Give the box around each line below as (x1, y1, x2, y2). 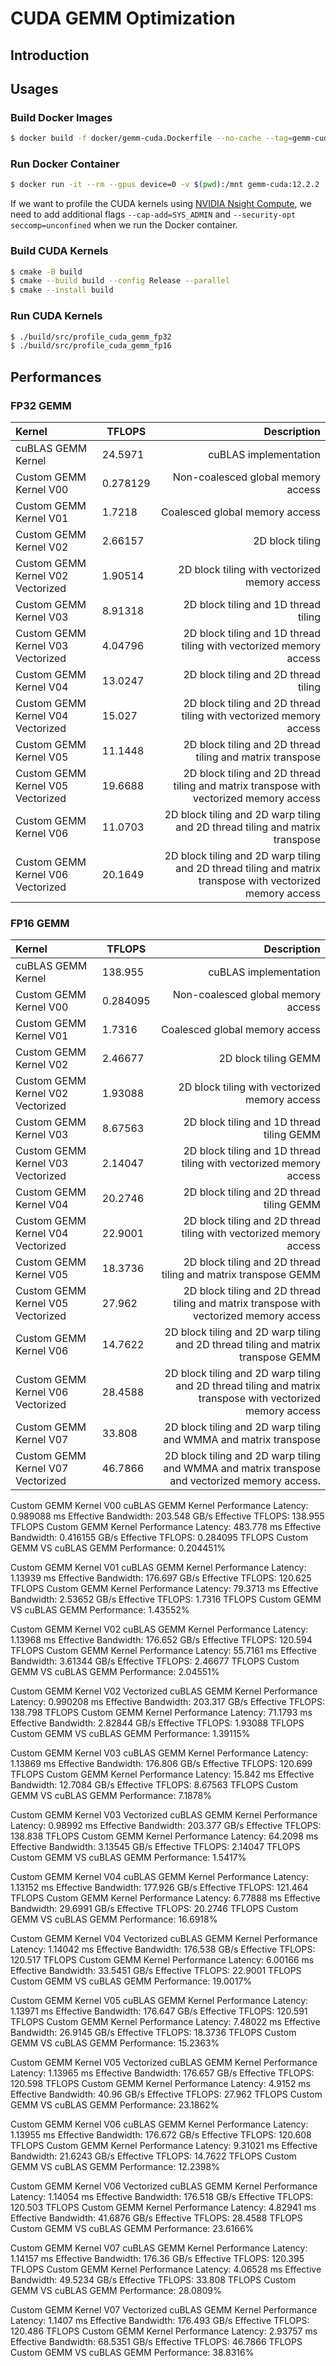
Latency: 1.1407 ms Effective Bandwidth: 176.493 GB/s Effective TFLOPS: (10, 2315, 310, 2327)
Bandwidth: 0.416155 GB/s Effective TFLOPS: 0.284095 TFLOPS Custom (10, 1532, 309, 1544)
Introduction (10, 47, 90, 64)
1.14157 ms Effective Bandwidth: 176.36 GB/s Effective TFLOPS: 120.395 (10, 2253, 305, 2265)
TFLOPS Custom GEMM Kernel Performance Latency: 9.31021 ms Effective (10, 2140, 318, 2152)
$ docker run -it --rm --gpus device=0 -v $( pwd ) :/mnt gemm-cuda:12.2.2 (10, 180, 320, 190)
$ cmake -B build (10, 267, 83, 277)
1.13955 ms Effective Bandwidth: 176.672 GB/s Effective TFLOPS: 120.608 (10, 2129, 312, 2141)
